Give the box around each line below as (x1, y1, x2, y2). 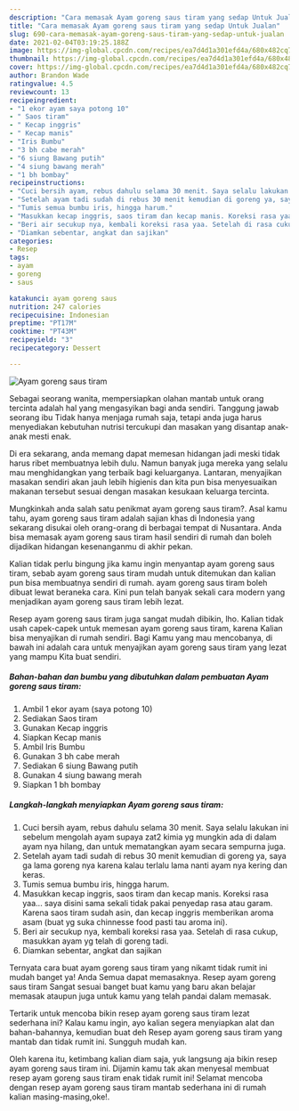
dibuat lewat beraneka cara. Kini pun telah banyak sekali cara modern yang (9, 587, 286, 597)
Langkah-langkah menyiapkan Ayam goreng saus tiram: (9, 799, 224, 810)
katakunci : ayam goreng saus (9, 294, 117, 303)
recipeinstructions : (9, 179, 86, 188)
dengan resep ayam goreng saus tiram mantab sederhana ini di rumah (9, 1082, 267, 1092)
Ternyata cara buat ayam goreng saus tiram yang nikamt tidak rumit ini (9, 962, 268, 973)
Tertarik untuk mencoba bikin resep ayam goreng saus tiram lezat (9, 1008, 250, 1018)
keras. (21, 869, 45, 880)
